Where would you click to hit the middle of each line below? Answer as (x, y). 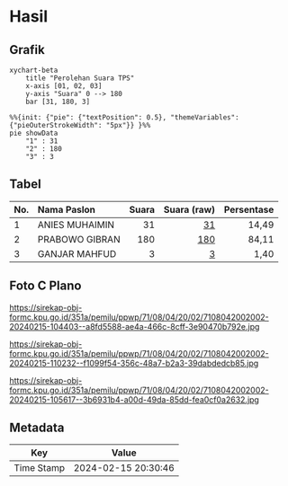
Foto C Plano (45, 286)
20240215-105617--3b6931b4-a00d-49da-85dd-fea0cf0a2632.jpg (134, 399)
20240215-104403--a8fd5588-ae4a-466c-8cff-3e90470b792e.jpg (135, 326)
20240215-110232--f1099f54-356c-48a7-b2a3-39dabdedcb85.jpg (134, 363)
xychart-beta (34, 70)
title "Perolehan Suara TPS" (80, 78)
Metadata (37, 428)
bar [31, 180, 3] (58, 102)
